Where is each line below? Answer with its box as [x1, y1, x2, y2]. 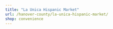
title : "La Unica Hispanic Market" [5, 7, 79, 12]
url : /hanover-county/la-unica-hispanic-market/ [5, 12, 108, 17]
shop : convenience [5, 16, 43, 21]
